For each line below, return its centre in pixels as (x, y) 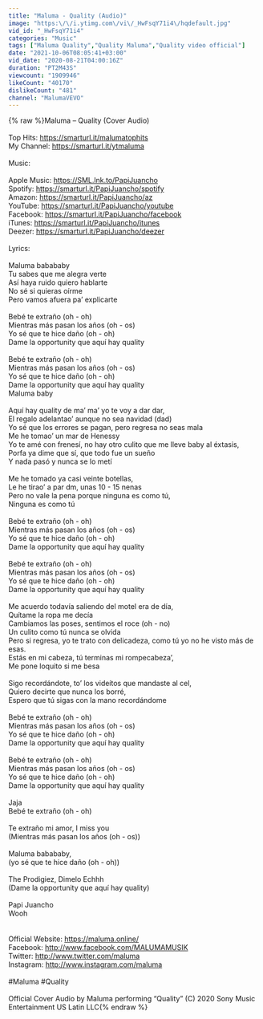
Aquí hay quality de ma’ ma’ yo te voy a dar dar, (87, 411)
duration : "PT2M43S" (43, 68)
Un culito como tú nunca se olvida (65, 632)
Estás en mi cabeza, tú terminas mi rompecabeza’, (91, 658)
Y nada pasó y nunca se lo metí (60, 461)
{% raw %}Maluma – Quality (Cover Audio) (79, 120)
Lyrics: (19, 249)
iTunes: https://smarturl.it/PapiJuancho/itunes (84, 223)
